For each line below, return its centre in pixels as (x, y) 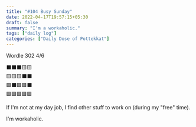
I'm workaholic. (25, 119)
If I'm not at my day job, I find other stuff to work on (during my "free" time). (98, 107)
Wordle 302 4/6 (25, 56)
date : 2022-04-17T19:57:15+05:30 (47, 17)
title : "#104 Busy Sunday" (39, 11)
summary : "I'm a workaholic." (43, 28)
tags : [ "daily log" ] (32, 34)
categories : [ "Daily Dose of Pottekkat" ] (58, 39)
